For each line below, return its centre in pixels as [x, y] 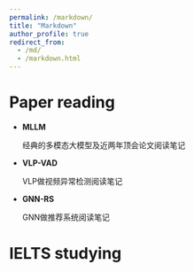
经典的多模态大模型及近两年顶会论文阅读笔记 [104, 145]
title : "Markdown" [43, 26]
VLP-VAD [39, 163]
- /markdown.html [49, 58]
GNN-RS [38, 198]
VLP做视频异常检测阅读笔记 [72, 181]
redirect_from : [37, 42]
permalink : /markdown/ [51, 17]
